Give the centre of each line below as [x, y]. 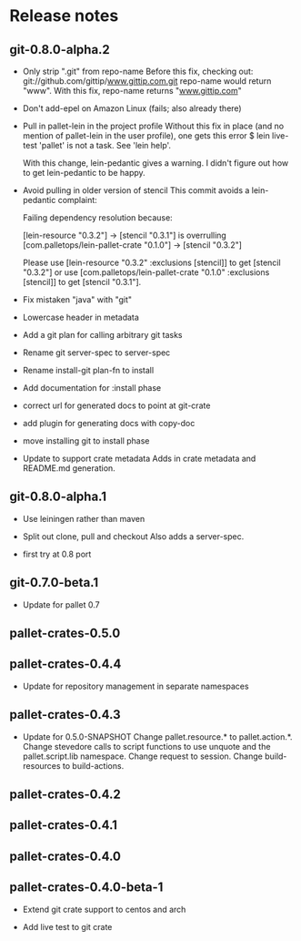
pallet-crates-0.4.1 [64, 825]
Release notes [64, 16]
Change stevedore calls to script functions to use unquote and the [146, 746]
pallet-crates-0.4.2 [65, 795]
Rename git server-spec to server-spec [96, 353]
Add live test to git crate [67, 926]
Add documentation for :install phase [92, 388]
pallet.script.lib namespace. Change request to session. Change [143, 756]
